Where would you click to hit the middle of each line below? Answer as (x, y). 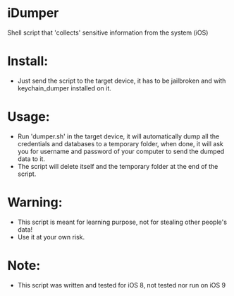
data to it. (31, 159)
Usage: (29, 117)
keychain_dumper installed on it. (64, 88)
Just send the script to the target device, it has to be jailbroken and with (122, 81)
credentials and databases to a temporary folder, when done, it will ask (120, 143)
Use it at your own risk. (51, 237)
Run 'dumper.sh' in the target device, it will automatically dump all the (118, 136)
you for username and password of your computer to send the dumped (121, 151)
